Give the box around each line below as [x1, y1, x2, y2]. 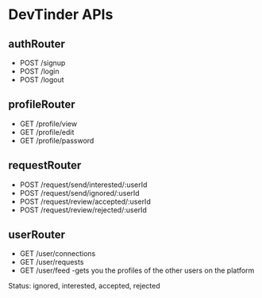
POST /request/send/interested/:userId [19, 180, 148, 189]
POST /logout [19, 75, 65, 84]
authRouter [8, 37, 66, 51]
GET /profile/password [19, 136, 94, 145]
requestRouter [8, 159, 82, 172]
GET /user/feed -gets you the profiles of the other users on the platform [19, 266, 255, 275]
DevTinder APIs [8, 6, 114, 24]
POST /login [19, 67, 60, 76]
